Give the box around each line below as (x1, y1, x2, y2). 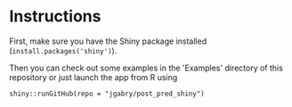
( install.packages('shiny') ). (9, 45, 118, 55)
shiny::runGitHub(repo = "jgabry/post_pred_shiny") (9, 89, 205, 98)
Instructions (9, 6, 101, 27)
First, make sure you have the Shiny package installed (9, 36, 207, 46)
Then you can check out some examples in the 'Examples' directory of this (9, 62, 283, 73)
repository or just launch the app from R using (9, 71, 178, 82)
